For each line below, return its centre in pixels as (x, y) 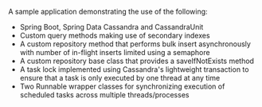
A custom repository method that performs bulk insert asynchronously (135, 44)
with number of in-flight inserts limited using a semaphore (115, 52)
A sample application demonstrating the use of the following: (108, 12)
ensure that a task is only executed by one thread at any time (120, 78)
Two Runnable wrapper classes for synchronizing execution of (122, 86)
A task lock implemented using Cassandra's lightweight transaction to (134, 69)
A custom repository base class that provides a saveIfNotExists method (137, 61)
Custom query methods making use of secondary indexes (115, 36)
